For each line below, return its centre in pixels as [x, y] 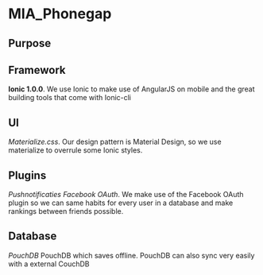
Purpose [30, 43]
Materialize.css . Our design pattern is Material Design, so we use [115, 142]
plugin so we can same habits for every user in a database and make [121, 203]
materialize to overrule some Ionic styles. [75, 150]
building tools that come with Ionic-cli [70, 98]
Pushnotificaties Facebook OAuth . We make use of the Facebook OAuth [126, 195]
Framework [37, 70]
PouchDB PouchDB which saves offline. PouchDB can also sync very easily [131, 255]
